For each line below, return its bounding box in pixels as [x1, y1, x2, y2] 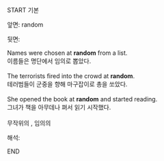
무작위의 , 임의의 [7, 119, 51, 127]
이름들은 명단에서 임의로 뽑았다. [7, 57, 92, 65]
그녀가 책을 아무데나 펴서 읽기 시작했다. [7, 103, 111, 111]
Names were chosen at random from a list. [7, 49, 128, 57]
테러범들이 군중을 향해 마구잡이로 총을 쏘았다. [7, 80, 128, 88]
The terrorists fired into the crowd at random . [7, 72, 135, 80]
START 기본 [7, 6, 40, 14]
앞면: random [7, 21, 44, 29]
